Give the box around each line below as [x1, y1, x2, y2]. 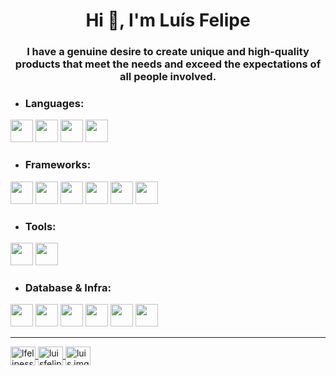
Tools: [24, 219, 57, 233]
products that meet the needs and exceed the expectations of [14, 57, 322, 71]
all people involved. [119, 70, 217, 84]
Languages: [24, 97, 85, 111]
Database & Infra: [24, 280, 112, 294]
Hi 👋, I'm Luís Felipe [85, 9, 251, 32]
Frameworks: [24, 158, 92, 172]
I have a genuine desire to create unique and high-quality [26, 45, 310, 59]
